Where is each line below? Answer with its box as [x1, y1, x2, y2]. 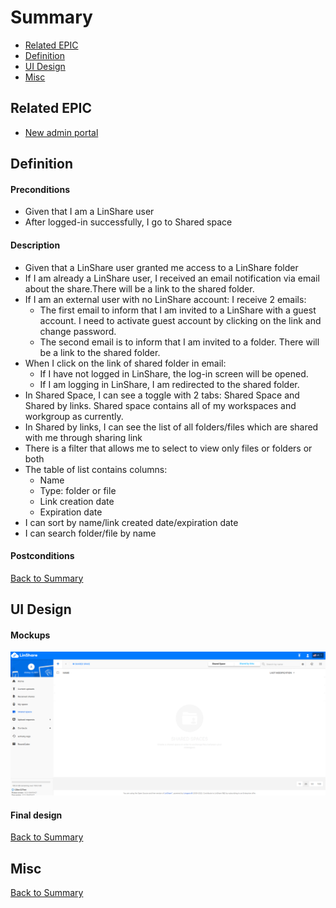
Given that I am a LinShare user [24, 206, 155, 218]
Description [10, 239, 61, 251]
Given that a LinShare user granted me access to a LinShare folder [24, 261, 299, 273]
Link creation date [39, 495, 115, 507]
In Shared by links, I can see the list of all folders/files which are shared [24, 421, 319, 433]
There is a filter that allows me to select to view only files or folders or [24, 442, 313, 454]
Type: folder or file [39, 484, 117, 496]
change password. [39, 325, 117, 337]
